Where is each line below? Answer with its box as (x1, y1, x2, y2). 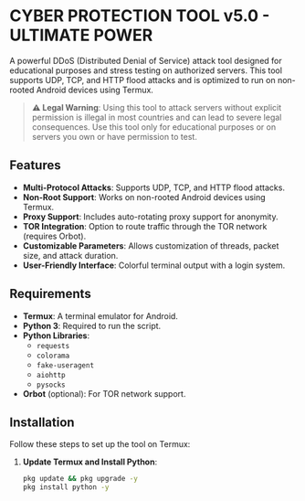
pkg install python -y (22, 483, 110, 492)
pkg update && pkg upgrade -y (22, 474, 139, 484)
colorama (36, 351, 70, 360)
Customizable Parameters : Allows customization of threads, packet (22, 240, 279, 251)
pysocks (36, 380, 66, 389)
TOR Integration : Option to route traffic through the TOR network (22, 220, 268, 231)
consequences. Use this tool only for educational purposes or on (31, 121, 277, 133)
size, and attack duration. (22, 250, 119, 261)
